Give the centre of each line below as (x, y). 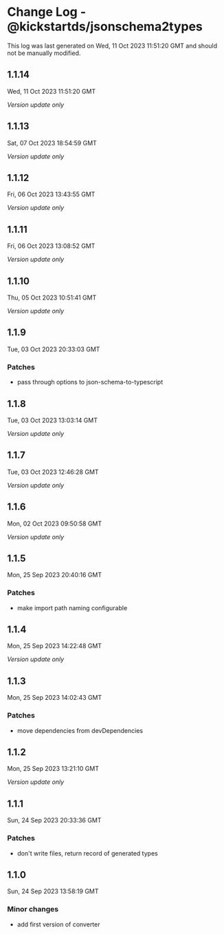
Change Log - (47, 12)
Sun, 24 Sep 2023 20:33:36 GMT (54, 820)
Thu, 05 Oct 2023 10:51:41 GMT (52, 298)
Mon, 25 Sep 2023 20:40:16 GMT (54, 575)
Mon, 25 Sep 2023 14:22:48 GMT (54, 646)
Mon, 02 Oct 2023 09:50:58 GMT (55, 523)
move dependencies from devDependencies (80, 730)
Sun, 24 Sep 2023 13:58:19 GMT (53, 891)
